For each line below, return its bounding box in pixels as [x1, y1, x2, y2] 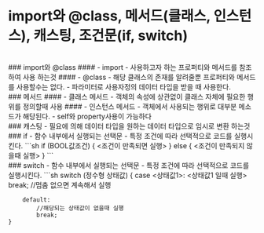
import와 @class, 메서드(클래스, [8, 7, 211, 25]
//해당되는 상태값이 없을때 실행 [36, 204, 124, 212]
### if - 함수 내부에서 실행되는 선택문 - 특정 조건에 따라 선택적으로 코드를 [8, 131, 233, 140]
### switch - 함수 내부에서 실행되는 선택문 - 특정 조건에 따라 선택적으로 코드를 [8, 160, 250, 169]
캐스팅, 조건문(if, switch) [33, 27, 189, 45]
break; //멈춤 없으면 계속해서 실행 [8, 180, 112, 189]
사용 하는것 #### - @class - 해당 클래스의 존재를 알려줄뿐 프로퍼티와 [22, 72, 236, 82]
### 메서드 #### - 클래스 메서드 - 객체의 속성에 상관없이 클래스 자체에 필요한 [8, 92, 246, 101]
